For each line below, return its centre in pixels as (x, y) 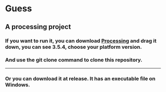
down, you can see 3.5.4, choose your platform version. (74, 47)
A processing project (38, 27)
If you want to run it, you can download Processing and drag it (81, 41)
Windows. (18, 85)
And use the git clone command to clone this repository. (74, 60)
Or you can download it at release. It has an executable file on (80, 78)
